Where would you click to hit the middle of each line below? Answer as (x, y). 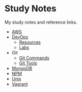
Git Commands (34, 58)
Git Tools (28, 63)
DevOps (20, 37)
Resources (30, 42)
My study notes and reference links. (41, 22)
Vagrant (20, 84)
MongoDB (22, 68)
